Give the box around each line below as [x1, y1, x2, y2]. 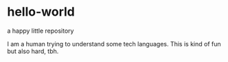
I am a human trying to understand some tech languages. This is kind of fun [7, 40, 221, 48]
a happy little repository [7, 27, 74, 35]
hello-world [7, 4, 76, 20]
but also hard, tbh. [7, 47, 59, 55]
